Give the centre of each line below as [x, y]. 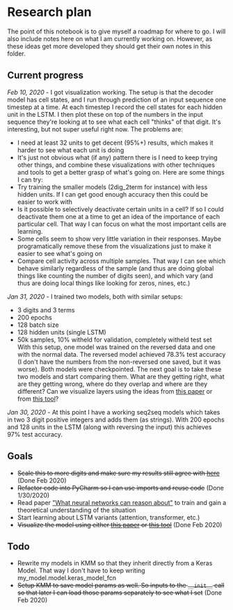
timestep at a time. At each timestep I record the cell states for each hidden [115, 107]
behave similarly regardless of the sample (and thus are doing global [115, 268]
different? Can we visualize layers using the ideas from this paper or [115, 391]
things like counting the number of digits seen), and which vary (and [115, 275]
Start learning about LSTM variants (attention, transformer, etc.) [109, 517]
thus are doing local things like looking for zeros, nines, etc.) [104, 283]
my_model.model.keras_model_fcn [67, 578]
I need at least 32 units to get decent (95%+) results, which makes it [115, 143]
